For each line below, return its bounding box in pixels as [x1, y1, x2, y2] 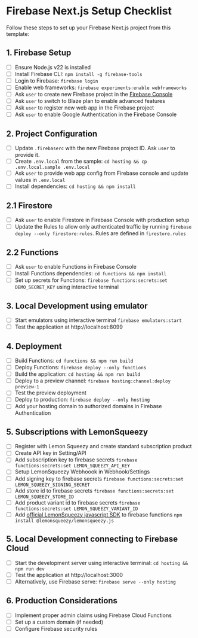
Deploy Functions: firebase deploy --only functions [14, 364, 147, 371]
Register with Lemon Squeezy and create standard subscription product [14, 443, 192, 450]
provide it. [14, 151, 40, 159]
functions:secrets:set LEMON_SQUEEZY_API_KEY [14, 463, 130, 469]
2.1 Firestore [6, 200, 52, 211]
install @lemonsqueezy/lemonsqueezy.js [14, 518, 115, 524]
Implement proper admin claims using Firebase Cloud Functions [14, 612, 172, 619]
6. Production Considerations [6, 596, 118, 606]
